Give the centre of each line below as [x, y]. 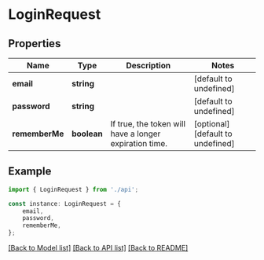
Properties [35, 44]
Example [30, 172]
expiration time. [139, 143]
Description [148, 66]
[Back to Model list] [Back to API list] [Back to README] [98, 248]
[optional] [212, 124]
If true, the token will [148, 124]
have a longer [136, 134]
